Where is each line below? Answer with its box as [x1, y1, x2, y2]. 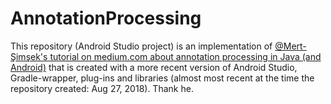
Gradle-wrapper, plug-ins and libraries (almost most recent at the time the [10, 72, 315, 84]
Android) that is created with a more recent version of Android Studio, [10, 61, 298, 73]
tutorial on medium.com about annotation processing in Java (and [49, 50, 322, 62]
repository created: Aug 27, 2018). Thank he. [10, 82, 194, 94]
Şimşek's [10, 50, 48, 62]
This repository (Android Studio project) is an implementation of [10, 40, 273, 52]
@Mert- [274, 40, 307, 52]
